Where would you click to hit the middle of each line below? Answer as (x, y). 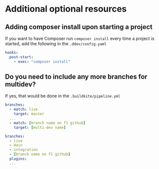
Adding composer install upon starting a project (79, 27)
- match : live (24, 110)
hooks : (12, 52)
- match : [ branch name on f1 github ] (48, 123)
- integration (24, 150)
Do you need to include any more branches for (76, 77)
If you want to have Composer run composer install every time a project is (80, 38)
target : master (29, 114)
